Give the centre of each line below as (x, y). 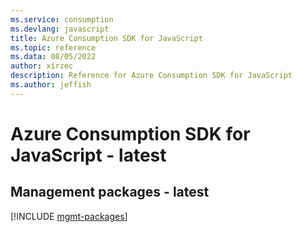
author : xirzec (42, 66)
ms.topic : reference (53, 47)
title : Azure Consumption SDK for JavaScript (106, 38)
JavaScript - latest (88, 155)
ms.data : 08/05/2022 (53, 57)
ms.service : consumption (62, 19)
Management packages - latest (110, 192)
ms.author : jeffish (51, 85)
